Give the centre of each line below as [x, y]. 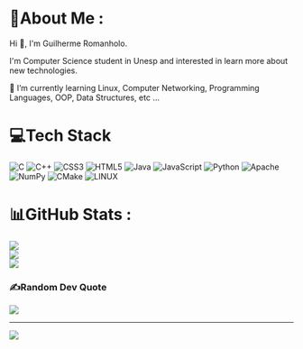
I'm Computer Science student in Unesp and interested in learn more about [149, 60]
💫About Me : [57, 18]
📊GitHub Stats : [71, 215]
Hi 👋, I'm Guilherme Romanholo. [69, 43]
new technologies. [44, 70]
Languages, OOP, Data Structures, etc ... [85, 97]
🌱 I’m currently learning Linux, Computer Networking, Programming [134, 87]
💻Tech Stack [60, 136]
